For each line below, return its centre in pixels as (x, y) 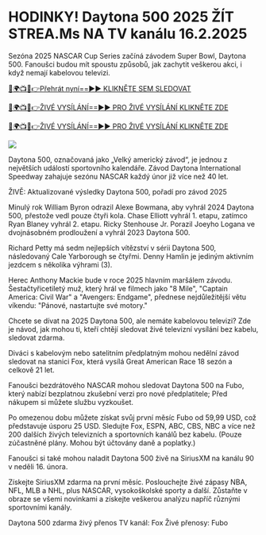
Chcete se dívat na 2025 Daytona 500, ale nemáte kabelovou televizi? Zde (130, 321)
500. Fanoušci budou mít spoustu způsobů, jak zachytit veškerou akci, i (125, 64)
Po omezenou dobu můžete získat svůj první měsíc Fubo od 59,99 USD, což (132, 418)
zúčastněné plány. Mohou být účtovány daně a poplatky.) (102, 443)
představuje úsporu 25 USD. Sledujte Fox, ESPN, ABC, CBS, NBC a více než (132, 425)
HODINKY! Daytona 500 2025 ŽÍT (121, 17)
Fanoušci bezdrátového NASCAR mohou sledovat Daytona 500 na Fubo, (126, 385)
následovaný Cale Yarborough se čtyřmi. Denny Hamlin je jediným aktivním (131, 256)
